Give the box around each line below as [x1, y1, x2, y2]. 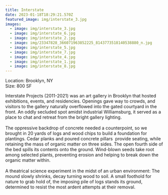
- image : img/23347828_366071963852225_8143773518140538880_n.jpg [10, 40, 152, 45]
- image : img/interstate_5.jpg [10, 45, 76, 50]
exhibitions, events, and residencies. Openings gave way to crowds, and [5, 98, 155, 104]
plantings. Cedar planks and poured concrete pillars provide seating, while [5, 136, 161, 142]
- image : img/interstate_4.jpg [10, 54, 76, 60]
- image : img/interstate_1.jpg [10, 59, 76, 64]
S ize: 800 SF [5, 83, 32, 89]
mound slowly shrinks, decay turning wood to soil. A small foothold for [5, 173, 152, 179]
